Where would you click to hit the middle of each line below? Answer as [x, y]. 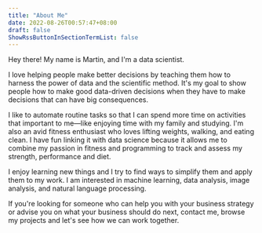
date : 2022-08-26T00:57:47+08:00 [63, 23]
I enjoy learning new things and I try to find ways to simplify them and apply [130, 172]
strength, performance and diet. [60, 157]
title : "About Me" [38, 15]
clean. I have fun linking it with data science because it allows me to [118, 140]
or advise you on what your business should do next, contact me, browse [127, 212]
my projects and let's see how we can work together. [94, 220]
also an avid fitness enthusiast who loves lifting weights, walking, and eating [131, 132]
